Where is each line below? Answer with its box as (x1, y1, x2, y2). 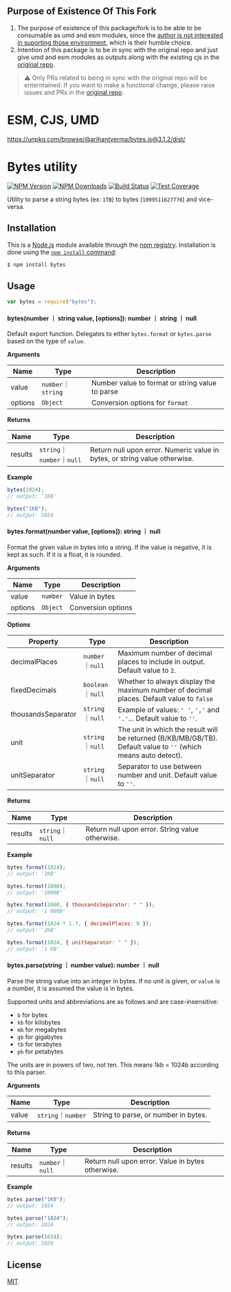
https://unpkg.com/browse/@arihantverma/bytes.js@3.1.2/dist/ (7, 135, 186, 143)
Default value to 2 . (118, 665, 177, 675)
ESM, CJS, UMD (7, 113, 100, 128)
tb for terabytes (16, 1040, 62, 1048)
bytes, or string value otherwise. (89, 454, 195, 463)
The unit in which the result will (118, 724, 218, 734)
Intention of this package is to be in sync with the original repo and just (16, 45, 219, 54)
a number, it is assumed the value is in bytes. (7, 984, 135, 992)
